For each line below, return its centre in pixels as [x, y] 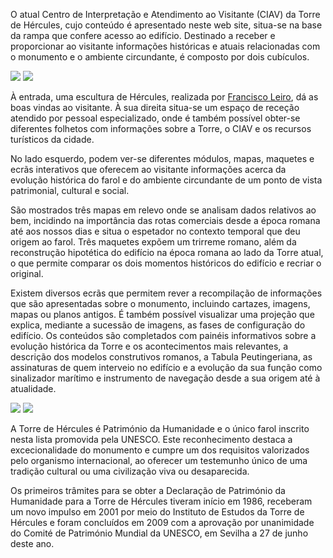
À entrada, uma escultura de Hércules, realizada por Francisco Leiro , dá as [164, 97]
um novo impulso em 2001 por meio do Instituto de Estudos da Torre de [157, 512]
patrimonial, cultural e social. [70, 190]
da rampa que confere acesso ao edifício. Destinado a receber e [143, 35]
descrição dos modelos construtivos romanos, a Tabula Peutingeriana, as [161, 357]
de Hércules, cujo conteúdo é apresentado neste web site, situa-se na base [166, 25]
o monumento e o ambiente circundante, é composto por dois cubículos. [160, 57]
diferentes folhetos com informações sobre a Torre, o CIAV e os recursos [161, 128]
